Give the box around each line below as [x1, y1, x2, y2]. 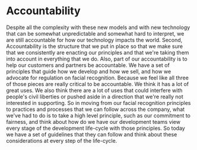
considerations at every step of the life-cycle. [6, 137, 117, 144]
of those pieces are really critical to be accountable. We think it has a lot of [6, 80, 189, 87]
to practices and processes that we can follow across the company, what [6, 106, 185, 113]
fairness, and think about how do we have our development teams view [6, 118, 181, 125]
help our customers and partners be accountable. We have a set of [6, 61, 170, 69]
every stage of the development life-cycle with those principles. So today [6, 125, 185, 132]
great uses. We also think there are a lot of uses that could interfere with [6, 87, 183, 94]
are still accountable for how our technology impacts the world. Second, [6, 36, 183, 43]
